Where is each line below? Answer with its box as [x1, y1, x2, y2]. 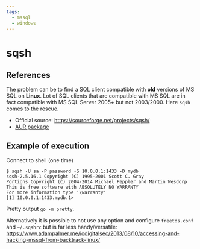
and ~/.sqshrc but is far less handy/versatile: [6, 224, 117, 231]
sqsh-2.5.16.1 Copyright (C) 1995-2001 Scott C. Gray [6, 174, 145, 180]
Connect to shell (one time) [6, 157, 74, 164]
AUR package [14, 123, 49, 130]
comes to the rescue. [6, 105, 59, 112]
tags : [6, 8, 20, 15]
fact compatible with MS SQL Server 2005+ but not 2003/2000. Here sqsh [6, 99, 191, 106]
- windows [11, 20, 36, 26]
